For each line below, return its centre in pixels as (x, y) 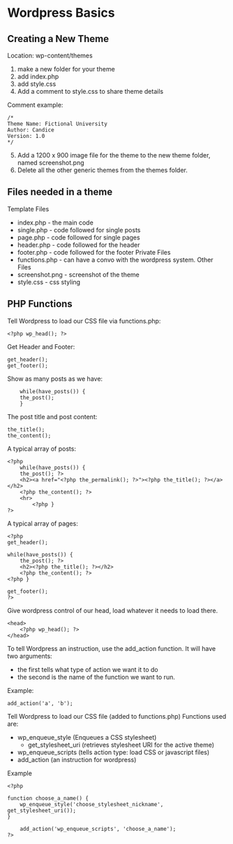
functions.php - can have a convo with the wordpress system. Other (115, 260)
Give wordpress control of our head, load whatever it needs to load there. (113, 610)
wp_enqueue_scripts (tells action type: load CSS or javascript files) (113, 752)
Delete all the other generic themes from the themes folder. (103, 170)
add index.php (38, 76)
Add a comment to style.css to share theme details (90, 91)
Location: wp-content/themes (50, 55)
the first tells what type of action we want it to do (88, 669)
